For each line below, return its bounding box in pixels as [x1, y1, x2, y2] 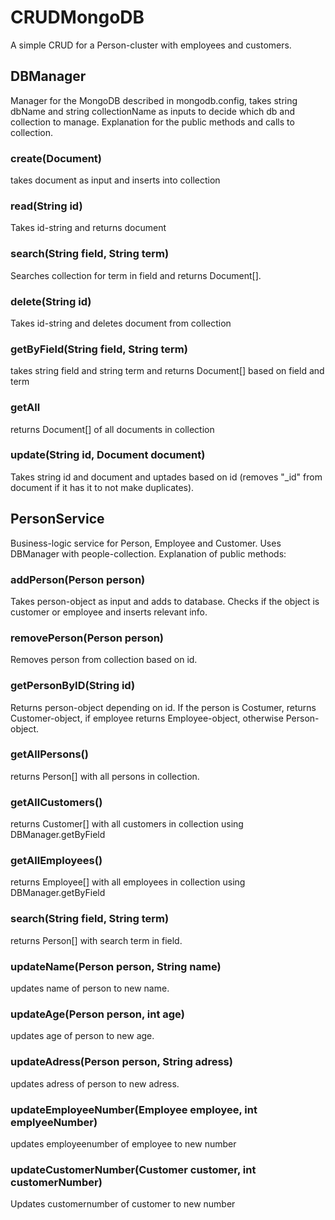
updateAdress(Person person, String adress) [10, 1055, 233, 1069]
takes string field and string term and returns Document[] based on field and [10, 365, 325, 377]
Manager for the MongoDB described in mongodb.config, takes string [10, 94, 298, 106]
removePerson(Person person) [10, 631, 165, 645]
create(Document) [10, 151, 103, 165]
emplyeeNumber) [10, 1115, 98, 1129]
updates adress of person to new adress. [10, 1077, 180, 1090]
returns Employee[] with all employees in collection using [10, 876, 246, 888]
